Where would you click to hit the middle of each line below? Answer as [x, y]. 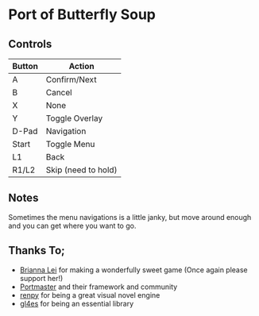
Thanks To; [37, 250]
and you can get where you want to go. [72, 225]
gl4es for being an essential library [77, 303]
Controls [30, 44]
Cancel [59, 92]
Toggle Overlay [74, 118]
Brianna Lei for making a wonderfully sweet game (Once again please [133, 270]
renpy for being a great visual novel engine [90, 295]
